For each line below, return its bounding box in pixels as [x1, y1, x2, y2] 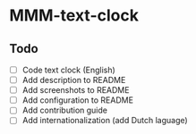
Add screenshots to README [21, 85, 130, 96]
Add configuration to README [21, 95, 134, 105]
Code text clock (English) [21, 64, 116, 75]
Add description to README [21, 75, 126, 86]
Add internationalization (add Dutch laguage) [21, 115, 188, 126]
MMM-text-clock [9, 5, 139, 26]
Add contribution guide [21, 105, 107, 116]
